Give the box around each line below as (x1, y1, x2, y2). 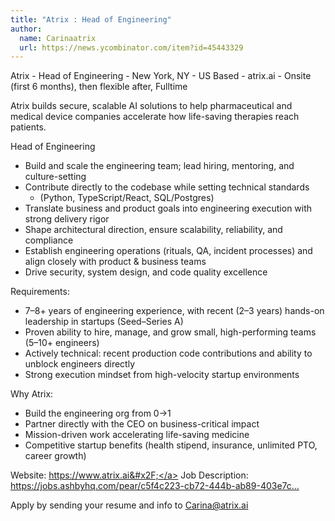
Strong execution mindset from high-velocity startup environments (24, 369, 300, 381)
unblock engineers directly (24, 358, 135, 370)
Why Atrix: (10, 388, 54, 400)
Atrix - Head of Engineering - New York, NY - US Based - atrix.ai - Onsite (10, 70, 312, 82)
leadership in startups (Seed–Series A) (24, 316, 184, 328)
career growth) (24, 450, 87, 462)
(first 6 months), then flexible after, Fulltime (10, 81, 188, 93)
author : (10, 24, 43, 34)
